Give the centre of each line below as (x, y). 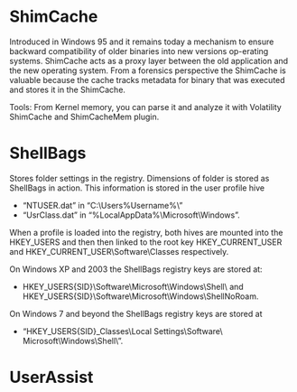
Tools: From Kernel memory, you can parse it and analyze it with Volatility (145, 107)
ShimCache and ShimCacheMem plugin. (84, 117)
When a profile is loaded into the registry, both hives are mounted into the (146, 232)
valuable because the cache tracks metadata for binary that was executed (148, 79)
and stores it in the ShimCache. (68, 89)
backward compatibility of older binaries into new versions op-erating (139, 51)
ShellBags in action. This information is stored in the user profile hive (137, 188)
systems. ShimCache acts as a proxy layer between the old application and (149, 61)
